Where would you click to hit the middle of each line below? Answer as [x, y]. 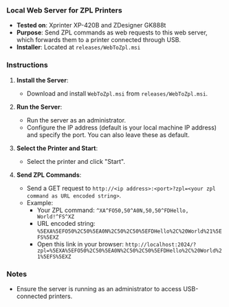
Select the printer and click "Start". [76, 161]
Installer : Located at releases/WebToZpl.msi [78, 47]
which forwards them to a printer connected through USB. [99, 40]
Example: [40, 202]
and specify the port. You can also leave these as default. [108, 135]
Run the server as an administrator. [76, 120]
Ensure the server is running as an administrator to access [99, 288]
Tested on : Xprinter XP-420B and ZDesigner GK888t [91, 25]
